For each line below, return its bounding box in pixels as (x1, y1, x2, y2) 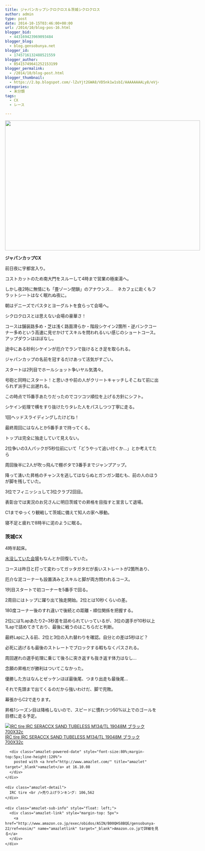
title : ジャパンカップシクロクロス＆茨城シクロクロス (5, 7, 100, 12)
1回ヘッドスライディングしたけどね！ (5, 415, 79, 420)
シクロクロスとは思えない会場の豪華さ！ (5, 313, 86, 319)
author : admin (5, 12, 34, 17)
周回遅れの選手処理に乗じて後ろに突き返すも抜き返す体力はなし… (5, 655, 137, 661)
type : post (5, 16, 27, 21)
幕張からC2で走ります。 (5, 697, 54, 703)
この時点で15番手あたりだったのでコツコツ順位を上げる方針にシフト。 (5, 394, 146, 399)
